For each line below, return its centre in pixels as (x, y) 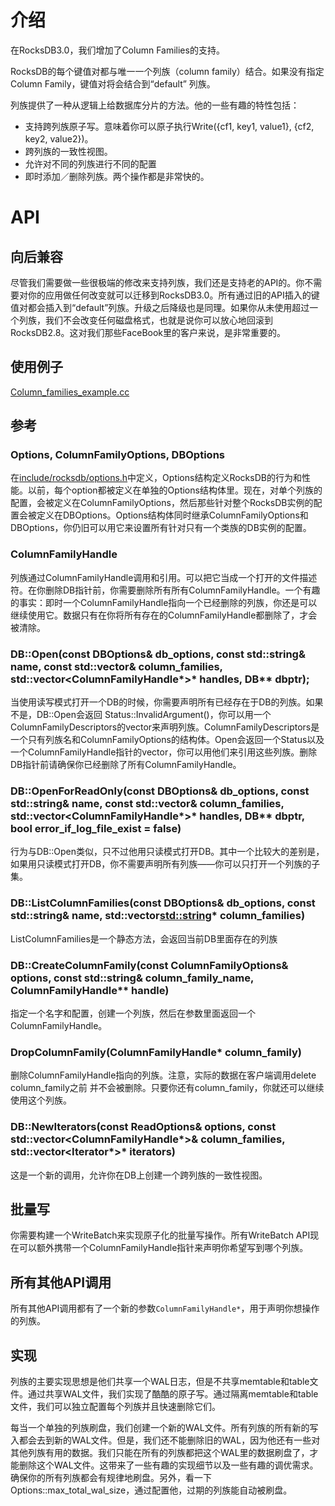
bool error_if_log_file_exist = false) (96, 828)
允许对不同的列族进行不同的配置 (90, 163)
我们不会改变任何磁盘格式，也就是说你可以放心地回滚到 (158, 320)
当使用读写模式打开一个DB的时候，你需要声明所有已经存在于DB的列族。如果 (167, 702)
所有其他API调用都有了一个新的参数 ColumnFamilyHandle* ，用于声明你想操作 (165, 1308)
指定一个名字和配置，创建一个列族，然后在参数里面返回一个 (133, 1013)
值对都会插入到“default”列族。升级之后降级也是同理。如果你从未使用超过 (160, 307)
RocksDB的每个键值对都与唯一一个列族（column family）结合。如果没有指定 (167, 71)
